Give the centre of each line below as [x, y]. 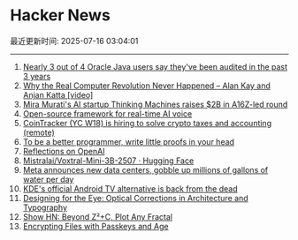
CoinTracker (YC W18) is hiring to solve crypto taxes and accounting [147, 123]
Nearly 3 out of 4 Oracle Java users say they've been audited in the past [155, 66]
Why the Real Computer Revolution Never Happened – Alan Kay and [146, 86]
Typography [45, 207]
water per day [48, 179]
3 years [37, 76]
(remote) [39, 132]
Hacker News [61, 15]
